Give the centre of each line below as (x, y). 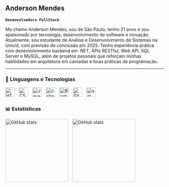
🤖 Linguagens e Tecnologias (40, 79)
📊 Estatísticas (23, 109)
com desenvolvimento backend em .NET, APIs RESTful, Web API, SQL (77, 50)
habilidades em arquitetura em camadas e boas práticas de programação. (82, 61)
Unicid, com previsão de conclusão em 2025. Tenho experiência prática (80, 45)
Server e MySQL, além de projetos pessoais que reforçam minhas (73, 56)
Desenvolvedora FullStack (32, 20)
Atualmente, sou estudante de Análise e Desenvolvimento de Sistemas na (81, 40)
